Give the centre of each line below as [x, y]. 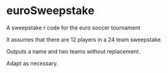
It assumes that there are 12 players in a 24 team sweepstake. [84, 39]
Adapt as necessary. [32, 63]
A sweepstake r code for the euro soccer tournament [74, 28]
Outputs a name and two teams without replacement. [74, 51]
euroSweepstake [51, 11]
